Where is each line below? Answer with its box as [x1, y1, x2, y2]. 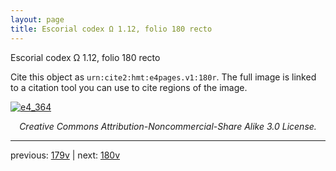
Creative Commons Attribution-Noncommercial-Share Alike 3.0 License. [19, 120, 317, 132]
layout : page [10, 14, 65, 25]
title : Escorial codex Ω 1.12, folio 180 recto [10, 24, 213, 34]
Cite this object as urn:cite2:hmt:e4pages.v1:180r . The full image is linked [10, 71, 317, 83]
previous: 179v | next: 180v [10, 149, 121, 161]
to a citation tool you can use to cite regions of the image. [10, 81, 248, 93]
